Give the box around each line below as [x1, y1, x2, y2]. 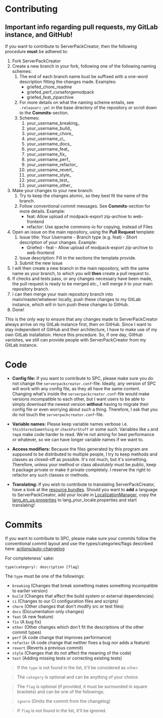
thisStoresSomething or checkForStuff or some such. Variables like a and [12, 426, 159, 432]
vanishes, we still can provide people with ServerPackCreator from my [5, 337, 146, 342]
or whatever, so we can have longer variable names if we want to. [12, 437, 144, 442]
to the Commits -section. [19, 110, 69, 116]
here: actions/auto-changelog [5, 545, 65, 552]
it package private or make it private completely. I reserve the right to [12, 467, 151, 473]
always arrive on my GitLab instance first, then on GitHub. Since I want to [5, 321, 152, 327]
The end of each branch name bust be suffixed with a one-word [19, 74, 148, 79]
